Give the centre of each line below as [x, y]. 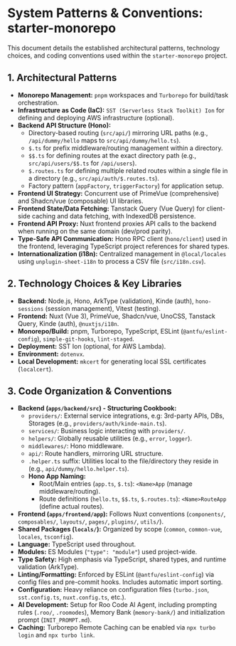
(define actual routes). [71, 507]
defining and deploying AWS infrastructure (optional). [96, 117]
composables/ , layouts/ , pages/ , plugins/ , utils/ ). [91, 521]
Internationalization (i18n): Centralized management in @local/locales [122, 253]
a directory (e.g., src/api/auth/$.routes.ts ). [94, 178]
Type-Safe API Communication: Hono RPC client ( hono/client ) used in [122, 238]
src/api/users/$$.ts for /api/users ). [82, 163]
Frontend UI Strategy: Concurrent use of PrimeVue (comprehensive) [118, 193]
